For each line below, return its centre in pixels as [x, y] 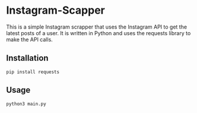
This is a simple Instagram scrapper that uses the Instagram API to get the [97, 27]
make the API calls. [30, 39]
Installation [27, 58]
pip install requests [33, 72]
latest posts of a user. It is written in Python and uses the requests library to [99, 33]
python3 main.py [26, 104]
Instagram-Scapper [55, 10]
